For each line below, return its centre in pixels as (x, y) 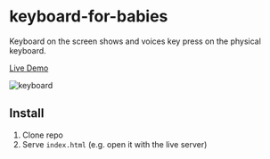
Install (27, 113)
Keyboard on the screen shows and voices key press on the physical (135, 41)
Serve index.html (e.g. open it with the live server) (115, 144)
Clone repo (43, 135)
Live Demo (29, 68)
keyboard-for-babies (89, 17)
